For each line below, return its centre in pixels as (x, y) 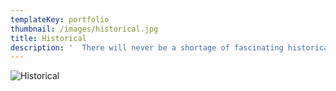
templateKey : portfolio (60, 19)
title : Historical (48, 38)
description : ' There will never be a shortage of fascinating (147, 47)
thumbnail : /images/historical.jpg (84, 29)
